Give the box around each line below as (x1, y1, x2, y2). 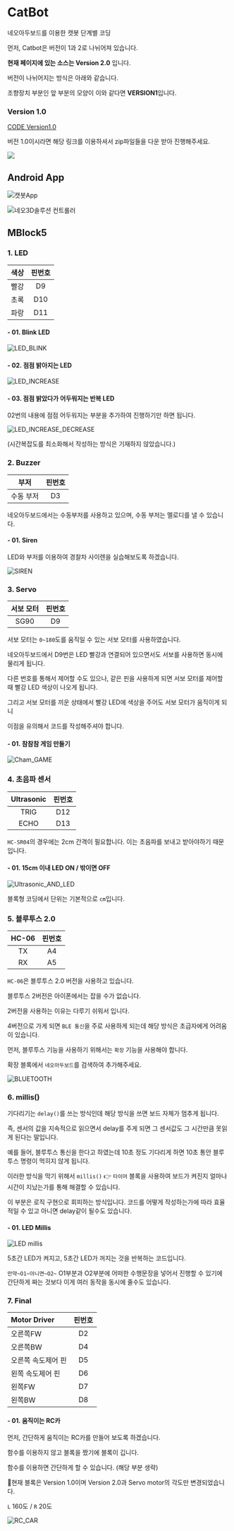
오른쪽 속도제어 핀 (11, 1355, 67, 1365)
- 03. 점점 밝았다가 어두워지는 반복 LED (7, 394, 115, 403)
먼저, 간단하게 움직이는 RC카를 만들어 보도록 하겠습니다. (7, 1434, 161, 1442)
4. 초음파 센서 (7, 774, 51, 784)
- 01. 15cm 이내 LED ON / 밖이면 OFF (7, 863, 111, 873)
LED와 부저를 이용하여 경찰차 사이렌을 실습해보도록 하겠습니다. (7, 552, 179, 561)
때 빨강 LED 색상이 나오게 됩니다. (7, 683, 98, 692)
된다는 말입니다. (14, 1133, 58, 1142)
